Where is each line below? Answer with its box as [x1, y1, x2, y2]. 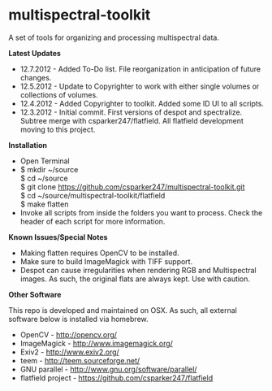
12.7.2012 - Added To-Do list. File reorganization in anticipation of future [19, 63, 261, 74]
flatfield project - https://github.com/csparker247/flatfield [19, 372, 214, 383]
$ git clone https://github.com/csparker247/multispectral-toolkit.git [19, 181, 245, 192]
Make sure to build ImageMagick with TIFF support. [19, 256, 193, 266]
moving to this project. [19, 124, 96, 134]
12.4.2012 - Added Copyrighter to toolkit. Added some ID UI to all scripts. [19, 98, 264, 108]
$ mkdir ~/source [19, 164, 79, 174]
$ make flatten [19, 199, 69, 209]
